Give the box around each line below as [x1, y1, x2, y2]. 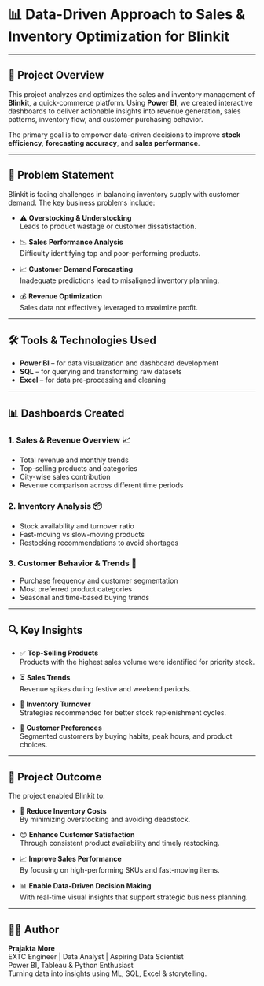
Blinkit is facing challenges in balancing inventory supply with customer [8, 189, 240, 198]
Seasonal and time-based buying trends [19, 592, 150, 602]
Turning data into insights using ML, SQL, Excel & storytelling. [8, 969, 207, 978]
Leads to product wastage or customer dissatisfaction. [19, 221, 197, 231]
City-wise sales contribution [19, 473, 112, 482]
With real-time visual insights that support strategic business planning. [19, 892, 248, 902]
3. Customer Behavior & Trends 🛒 [8, 558, 137, 569]
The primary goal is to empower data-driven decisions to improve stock [8, 130, 241, 139]
